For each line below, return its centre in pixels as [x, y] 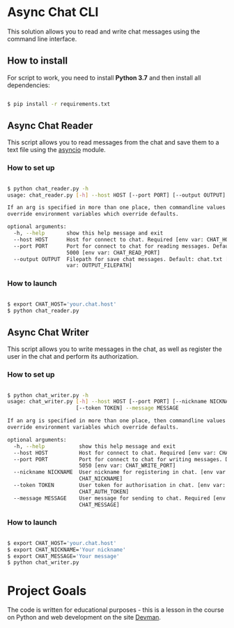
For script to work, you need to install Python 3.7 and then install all [104, 77]
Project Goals [47, 591]
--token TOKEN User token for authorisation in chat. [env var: [120, 486]
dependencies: [29, 85]
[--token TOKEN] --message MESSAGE [127, 408]
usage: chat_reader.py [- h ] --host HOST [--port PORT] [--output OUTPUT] [117, 195]
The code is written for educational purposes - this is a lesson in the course [116, 610]
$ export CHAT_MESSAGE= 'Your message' [63, 556]
